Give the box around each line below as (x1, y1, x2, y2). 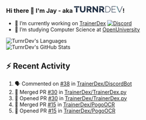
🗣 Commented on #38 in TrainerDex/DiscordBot (14, 80, 133, 87)
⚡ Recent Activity (6, 61, 71, 71)
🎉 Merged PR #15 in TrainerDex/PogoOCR (14, 101, 115, 108)
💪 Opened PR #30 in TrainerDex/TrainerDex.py (14, 94, 127, 102)
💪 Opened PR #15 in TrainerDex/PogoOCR (14, 107, 116, 114)
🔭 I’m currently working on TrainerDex (14, 19, 106, 26)
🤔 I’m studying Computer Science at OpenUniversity (14, 26, 140, 33)
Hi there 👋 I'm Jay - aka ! (6, 6, 125, 15)
